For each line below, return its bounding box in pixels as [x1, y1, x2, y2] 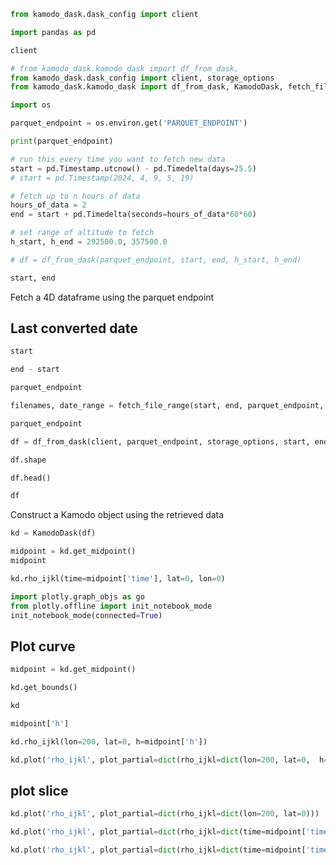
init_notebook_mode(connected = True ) [10, 610, 163, 620]
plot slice [10, 782, 69, 799]
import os [10, 100, 52, 110]
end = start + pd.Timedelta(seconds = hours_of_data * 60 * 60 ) [10, 210, 257, 220]
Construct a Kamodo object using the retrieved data [10, 509, 225, 521]
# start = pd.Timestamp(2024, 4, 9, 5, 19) [10, 173, 195, 183]
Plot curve [10, 638, 76, 655]
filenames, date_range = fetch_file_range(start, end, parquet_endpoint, [10, 401, 325, 411]
